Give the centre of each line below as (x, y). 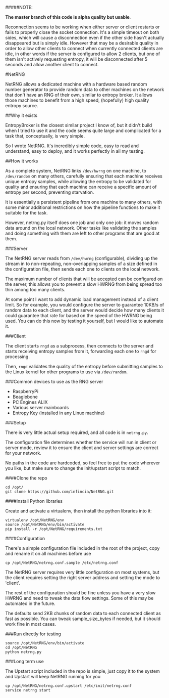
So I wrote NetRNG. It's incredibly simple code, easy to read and (72, 146)
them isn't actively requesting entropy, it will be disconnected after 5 (76, 59)
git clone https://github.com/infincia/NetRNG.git (60, 492)
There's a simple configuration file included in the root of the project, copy (82, 548)
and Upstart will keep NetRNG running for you (53, 677)
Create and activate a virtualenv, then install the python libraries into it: (79, 511)
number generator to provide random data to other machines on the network (85, 90)
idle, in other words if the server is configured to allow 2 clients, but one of (83, 54)
